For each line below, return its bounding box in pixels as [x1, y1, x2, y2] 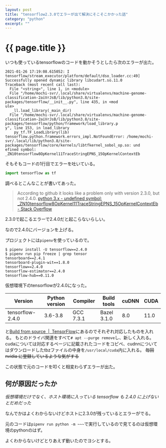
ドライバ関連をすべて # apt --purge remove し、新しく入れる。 [28, 335, 154, 341]
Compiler [73, 298, 95, 304]
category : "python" [5, 16, 45, 21]
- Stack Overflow [17, 206, 52, 212]
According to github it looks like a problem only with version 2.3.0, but [17, 190, 160, 196]
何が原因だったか [5, 380, 57, 388]
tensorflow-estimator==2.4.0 [5, 269, 65, 274]
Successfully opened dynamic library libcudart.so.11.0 [5, 78, 123, 83]
